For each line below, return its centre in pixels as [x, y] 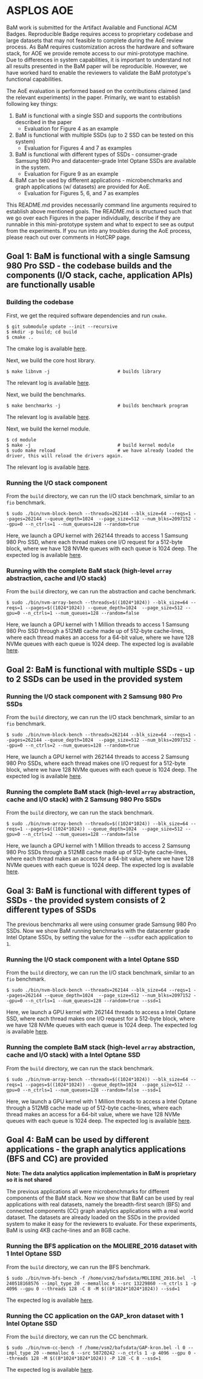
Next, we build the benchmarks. [46, 394]
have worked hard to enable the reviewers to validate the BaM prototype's [99, 72]
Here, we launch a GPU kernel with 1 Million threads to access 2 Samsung [98, 846]
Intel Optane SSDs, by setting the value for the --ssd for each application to [100, 938]
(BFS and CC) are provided [58, 1159]
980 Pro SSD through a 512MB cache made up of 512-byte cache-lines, [95, 631]
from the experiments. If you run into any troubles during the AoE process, [99, 230]
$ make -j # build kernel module [90, 445]
